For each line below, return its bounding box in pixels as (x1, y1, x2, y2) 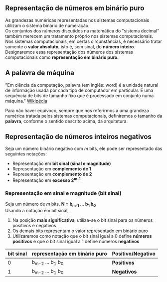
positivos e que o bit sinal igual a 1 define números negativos (12, 239, 140, 245)
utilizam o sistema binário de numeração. (5, 22, 90, 28)
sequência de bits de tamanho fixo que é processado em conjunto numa (5, 92, 154, 99)
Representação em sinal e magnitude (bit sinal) (5, 190, 122, 197)
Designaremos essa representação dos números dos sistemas (5, 49, 133, 55)
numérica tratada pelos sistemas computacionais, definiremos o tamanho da (5, 113, 163, 119)
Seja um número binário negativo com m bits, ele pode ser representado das (5, 145, 163, 151)
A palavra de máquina (5, 69, 75, 77)
